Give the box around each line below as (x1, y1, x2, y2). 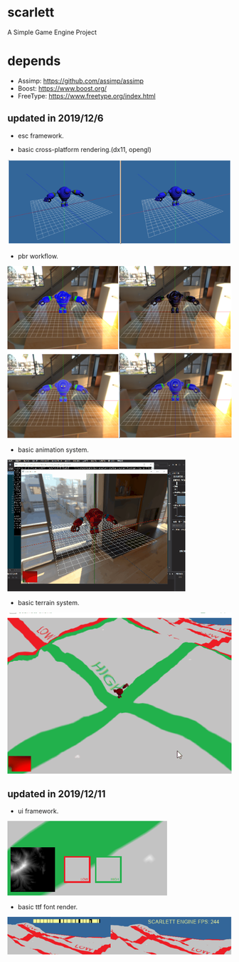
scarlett (7, 4, 55, 21)
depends (7, 53, 61, 69)
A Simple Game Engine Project (7, 28, 97, 36)
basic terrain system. (17, 599, 80, 607)
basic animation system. (17, 445, 89, 454)
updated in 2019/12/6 (7, 112, 104, 125)
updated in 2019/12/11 (7, 788, 106, 800)
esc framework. (17, 131, 64, 140)
